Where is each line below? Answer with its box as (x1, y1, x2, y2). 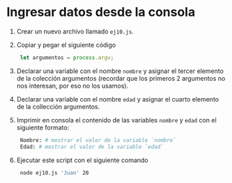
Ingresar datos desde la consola (6, 4, 196, 20)
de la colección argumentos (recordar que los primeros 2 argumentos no (16, 74, 226, 82)
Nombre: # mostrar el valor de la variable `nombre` (20, 136, 176, 143)
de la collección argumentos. (16, 102, 100, 111)
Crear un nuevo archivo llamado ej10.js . (16, 27, 134, 35)
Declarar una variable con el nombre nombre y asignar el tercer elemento (16, 67, 224, 75)
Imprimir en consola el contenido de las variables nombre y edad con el (16, 116, 217, 124)
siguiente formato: (16, 123, 70, 132)
